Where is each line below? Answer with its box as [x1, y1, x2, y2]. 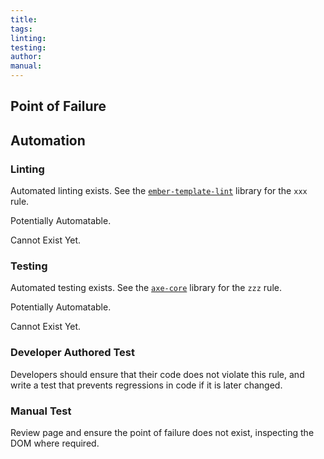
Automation [10, 132, 86, 149]
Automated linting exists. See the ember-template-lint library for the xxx [10, 185, 308, 197]
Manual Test [10, 404, 72, 418]
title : [10, 14, 38, 25]
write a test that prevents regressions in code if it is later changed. [10, 379, 283, 391]
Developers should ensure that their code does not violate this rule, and [10, 368, 305, 380]
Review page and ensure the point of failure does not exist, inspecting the [10, 426, 315, 438]
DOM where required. [10, 437, 100, 449]
